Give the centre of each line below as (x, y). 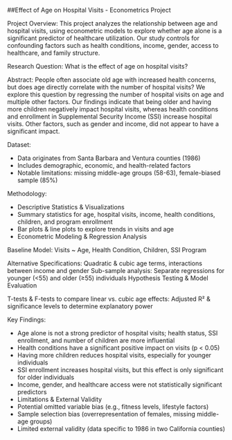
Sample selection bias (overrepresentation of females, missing (106, 414)
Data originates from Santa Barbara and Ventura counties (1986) (109, 158)
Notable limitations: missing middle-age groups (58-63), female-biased (119, 173)
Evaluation (22, 285)
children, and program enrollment (65, 222)
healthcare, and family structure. (54, 53)
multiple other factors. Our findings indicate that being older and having (109, 102)
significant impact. (34, 131)
